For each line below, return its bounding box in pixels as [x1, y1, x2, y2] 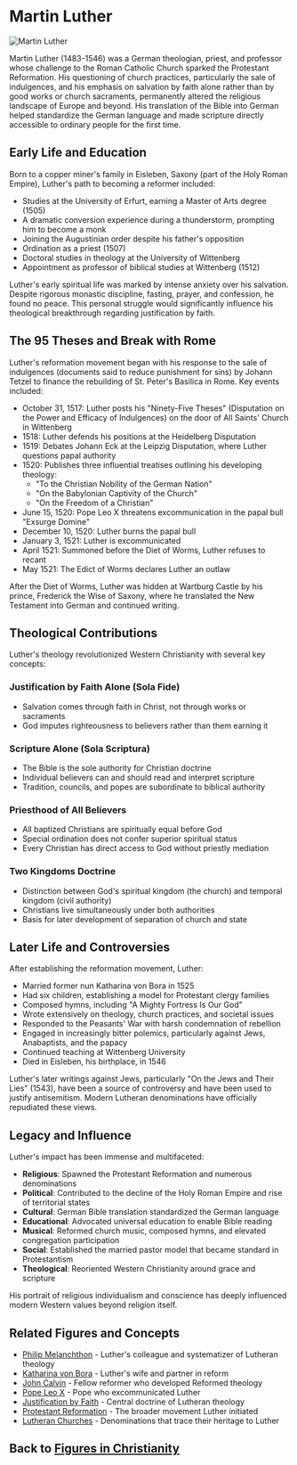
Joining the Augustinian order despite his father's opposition [21, 233, 245, 244]
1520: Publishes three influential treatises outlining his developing [21, 459, 262, 470]
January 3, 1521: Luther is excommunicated [21, 535, 181, 545]
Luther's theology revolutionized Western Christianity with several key [9, 649, 266, 660]
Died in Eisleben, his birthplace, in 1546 [21, 1056, 166, 1067]
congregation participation [21, 1235, 120, 1246]
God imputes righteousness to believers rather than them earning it [21, 720, 269, 731]
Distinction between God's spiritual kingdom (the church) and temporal [21, 885, 283, 896]
